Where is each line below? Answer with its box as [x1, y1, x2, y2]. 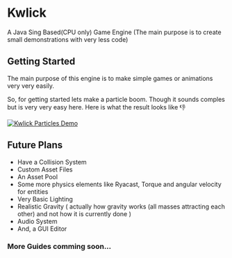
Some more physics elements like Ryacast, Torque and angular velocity [17, 180, 222, 188]
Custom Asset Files [17, 165, 73, 174]
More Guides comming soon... [7, 242, 112, 252]
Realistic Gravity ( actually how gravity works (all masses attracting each [17, 202, 226, 211]
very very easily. [7, 82, 54, 90]
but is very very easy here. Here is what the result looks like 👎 [7, 103, 186, 111]
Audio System [17, 217, 58, 225]
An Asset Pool [17, 172, 58, 181]
